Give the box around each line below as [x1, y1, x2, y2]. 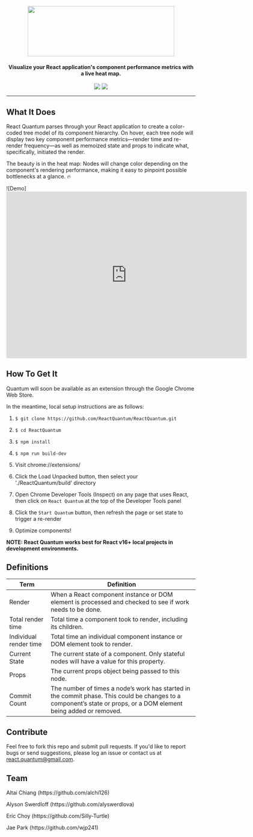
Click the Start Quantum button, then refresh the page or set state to [14, 508, 183, 516]
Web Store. [6, 391, 34, 398]
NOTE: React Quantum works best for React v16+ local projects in [6, 538, 173, 546]
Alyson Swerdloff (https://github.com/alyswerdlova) [6, 801, 135, 808]
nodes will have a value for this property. [50, 657, 165, 665]
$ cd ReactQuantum [14, 427, 61, 433]
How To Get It [6, 369, 58, 379]
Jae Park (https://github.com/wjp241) [6, 824, 99, 832]
